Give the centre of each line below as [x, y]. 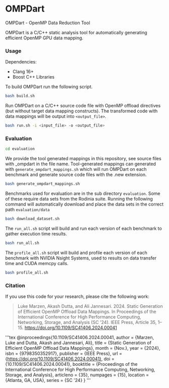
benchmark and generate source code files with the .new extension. [76, 175]
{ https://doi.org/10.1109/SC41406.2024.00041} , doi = [60, 359]
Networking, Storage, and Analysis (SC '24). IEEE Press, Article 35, [87, 322]
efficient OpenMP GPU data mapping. [44, 38]
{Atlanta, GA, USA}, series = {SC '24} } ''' [48, 380]
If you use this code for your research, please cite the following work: [77, 296]
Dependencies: [21, 62]
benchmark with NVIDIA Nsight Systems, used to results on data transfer [81, 258]
